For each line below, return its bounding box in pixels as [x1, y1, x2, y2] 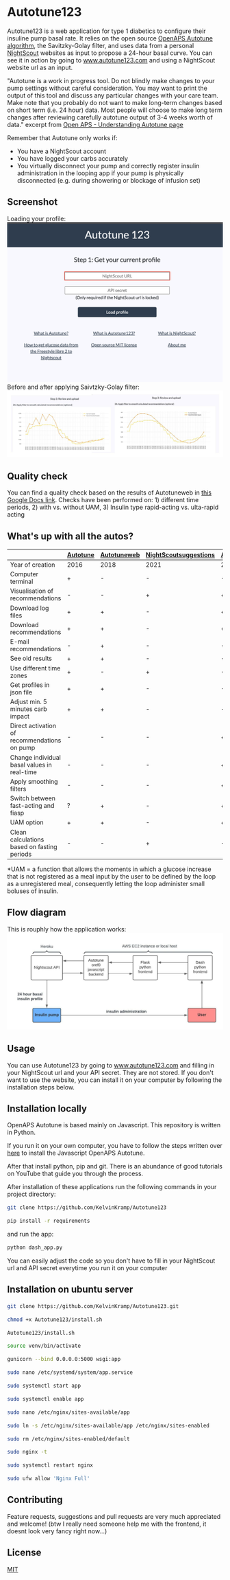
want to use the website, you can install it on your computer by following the [7, 1076, 222, 1084]
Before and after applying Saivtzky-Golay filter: [7, 383, 140, 392]
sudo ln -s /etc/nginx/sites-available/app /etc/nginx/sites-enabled [7, 1422, 210, 1429]
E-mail [10, 637, 29, 646]
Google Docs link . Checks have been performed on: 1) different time [7, 496, 199, 504]
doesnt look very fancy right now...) [7, 1526, 107, 1535]
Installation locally [7, 1103, 88, 1114]
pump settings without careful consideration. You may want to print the [7, 84, 207, 92]
